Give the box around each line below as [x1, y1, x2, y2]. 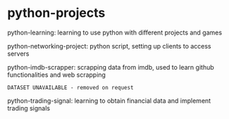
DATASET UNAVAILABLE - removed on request [7, 84, 134, 91]
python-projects [7, 5, 106, 21]
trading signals [7, 104, 51, 112]
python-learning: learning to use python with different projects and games [7, 28, 223, 37]
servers [7, 49, 30, 58]
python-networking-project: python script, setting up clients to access [7, 42, 211, 50]
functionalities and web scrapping [7, 70, 106, 79]
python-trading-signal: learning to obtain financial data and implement [7, 96, 211, 105]
